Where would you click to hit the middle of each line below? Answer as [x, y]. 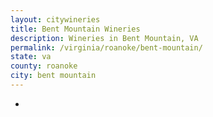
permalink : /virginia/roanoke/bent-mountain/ [106, 47]
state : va [31, 57]
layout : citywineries [55, 19]
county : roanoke [44, 66]
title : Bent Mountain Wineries [75, 29]
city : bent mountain [53, 76]
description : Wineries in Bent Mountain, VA [104, 38]
